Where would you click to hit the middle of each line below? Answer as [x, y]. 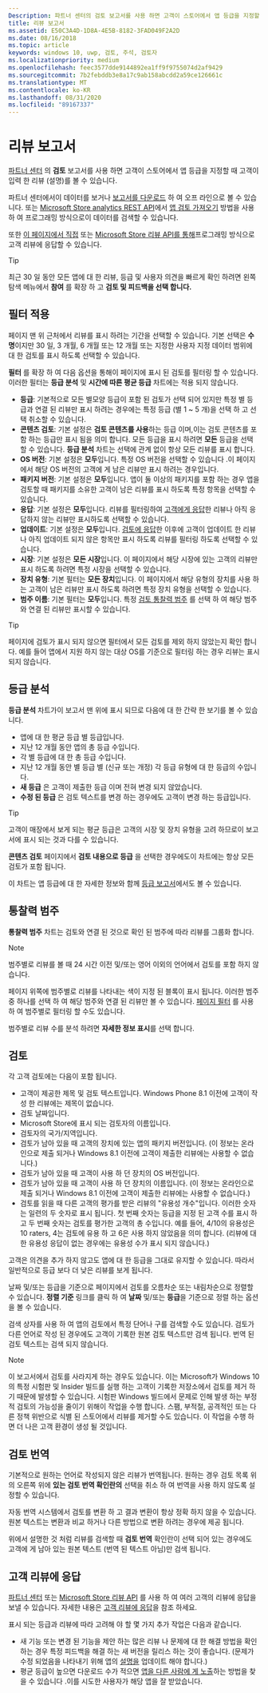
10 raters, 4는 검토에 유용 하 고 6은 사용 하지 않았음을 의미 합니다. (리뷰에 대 [138, 1233]
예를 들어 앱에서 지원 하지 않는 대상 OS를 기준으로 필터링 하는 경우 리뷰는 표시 [139, 651]
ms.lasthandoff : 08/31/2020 [55, 98]
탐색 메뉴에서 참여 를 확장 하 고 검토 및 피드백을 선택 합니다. [100, 287]
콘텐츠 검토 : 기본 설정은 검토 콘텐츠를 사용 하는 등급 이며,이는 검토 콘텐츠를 [134, 429]
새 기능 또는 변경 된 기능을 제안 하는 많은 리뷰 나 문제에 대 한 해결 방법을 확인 [138, 1641]
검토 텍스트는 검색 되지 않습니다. [59, 1344]
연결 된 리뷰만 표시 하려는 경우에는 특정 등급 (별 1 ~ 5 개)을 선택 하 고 [142, 409]
